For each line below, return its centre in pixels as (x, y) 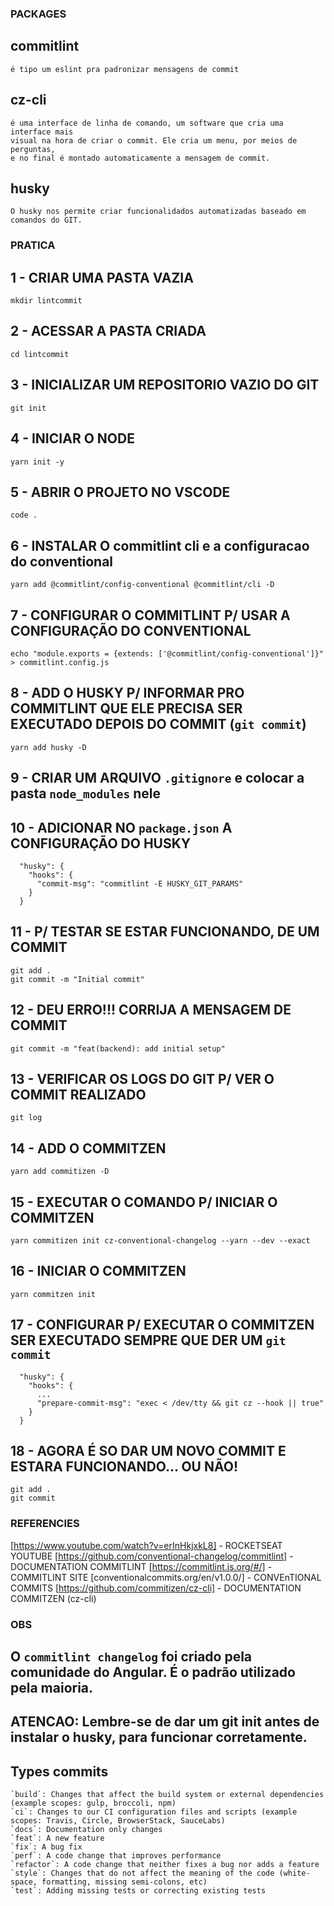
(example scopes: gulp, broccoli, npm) (93, 1803)
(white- (294, 1873)
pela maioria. (52, 1688)
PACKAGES (38, 14)
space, (24, 1882)
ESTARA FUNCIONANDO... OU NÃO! (124, 1467)
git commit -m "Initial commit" (77, 979)
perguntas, (33, 149)
